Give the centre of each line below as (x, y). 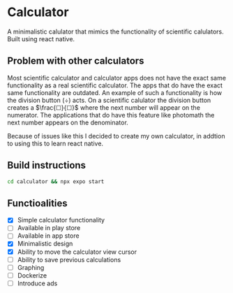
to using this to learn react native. (55, 143)
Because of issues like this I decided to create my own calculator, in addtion (116, 136)
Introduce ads (37, 283)
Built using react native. (41, 38)
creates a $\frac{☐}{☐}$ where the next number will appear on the (104, 107)
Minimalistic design (45, 244)
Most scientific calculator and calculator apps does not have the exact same (117, 78)
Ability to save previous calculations (69, 259)
